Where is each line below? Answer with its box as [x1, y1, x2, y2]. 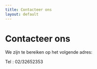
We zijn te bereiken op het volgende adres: [5, 49, 93, 55]
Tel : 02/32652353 [5, 59, 44, 65]
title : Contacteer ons [5, 7, 52, 12]
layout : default [5, 12, 39, 17]
